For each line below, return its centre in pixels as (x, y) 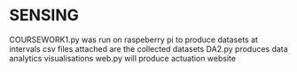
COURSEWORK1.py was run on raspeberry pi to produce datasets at (134, 40)
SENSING (44, 15)
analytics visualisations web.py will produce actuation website (123, 58)
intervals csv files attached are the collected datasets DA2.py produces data (148, 48)
